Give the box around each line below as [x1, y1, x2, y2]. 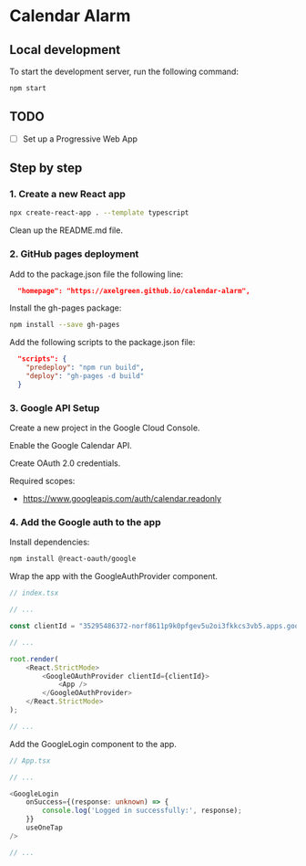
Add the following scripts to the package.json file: [9, 337, 196, 348]
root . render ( [9, 654, 59, 663]
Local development [9, 42, 121, 58]
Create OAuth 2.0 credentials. [9, 458, 121, 469]
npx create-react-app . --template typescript [9, 208, 189, 217]
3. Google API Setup [9, 401, 100, 414]
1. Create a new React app [9, 188, 126, 201]
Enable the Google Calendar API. [9, 440, 132, 451]
